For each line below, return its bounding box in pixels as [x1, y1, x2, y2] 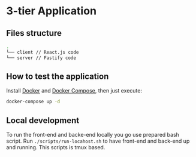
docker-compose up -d [6, 98, 61, 105]
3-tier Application [6, 4, 97, 18]
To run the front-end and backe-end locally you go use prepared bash [6, 131, 180, 138]
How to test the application [6, 72, 109, 82]
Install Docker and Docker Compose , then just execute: [6, 87, 143, 94]
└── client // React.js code [6, 49, 79, 55]
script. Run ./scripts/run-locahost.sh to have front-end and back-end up [6, 137, 190, 144]
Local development [6, 115, 80, 125]
